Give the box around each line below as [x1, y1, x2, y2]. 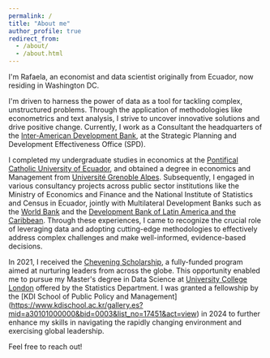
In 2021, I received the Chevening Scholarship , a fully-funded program [8, 257, 243, 266]
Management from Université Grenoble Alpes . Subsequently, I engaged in [8, 172, 255, 182]
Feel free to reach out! [8, 342, 83, 352]
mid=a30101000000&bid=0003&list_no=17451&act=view [8, 309, 197, 318]
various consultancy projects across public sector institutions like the [8, 181, 239, 191]
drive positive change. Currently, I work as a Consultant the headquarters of [8, 123, 263, 132]
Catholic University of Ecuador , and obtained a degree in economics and [8, 164, 251, 173]
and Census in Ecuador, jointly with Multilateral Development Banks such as [8, 198, 262, 208]
